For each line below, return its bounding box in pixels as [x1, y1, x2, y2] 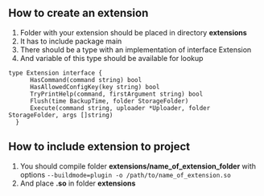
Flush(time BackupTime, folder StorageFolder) [29, 96, 189, 105]
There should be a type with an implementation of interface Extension [19, 44, 252, 55]
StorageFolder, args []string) [8, 111, 113, 119]
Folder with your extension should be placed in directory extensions [19, 27, 247, 37]
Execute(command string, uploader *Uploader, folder [29, 104, 211, 112]
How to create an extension [8, 6, 149, 20]
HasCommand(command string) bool [29, 76, 142, 84]
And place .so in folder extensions [19, 178, 136, 188]
